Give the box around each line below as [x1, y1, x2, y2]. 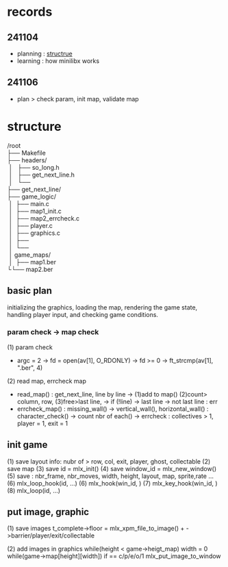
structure [7, 119, 62, 134]
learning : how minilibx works [16, 57, 100, 65]
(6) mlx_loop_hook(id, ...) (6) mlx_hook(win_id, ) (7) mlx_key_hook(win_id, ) [7, 479, 218, 487]
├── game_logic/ [7, 192, 57, 201]
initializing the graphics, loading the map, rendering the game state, [7, 303, 198, 312]
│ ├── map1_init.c [8, 207, 62, 215]
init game [7, 439, 48, 451]
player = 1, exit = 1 [16, 419, 68, 427]
